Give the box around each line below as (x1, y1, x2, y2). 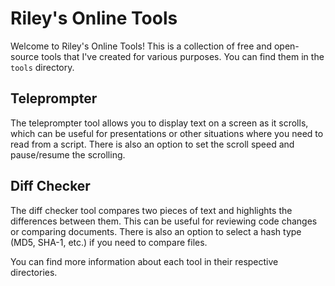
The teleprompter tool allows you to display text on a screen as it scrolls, (10, 117, 309, 129)
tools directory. (10, 61, 75, 73)
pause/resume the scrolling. (10, 148, 126, 161)
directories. (10, 266, 58, 278)
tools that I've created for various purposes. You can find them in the (41, 50, 325, 62)
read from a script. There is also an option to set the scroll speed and (10, 138, 295, 150)
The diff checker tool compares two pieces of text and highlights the (10, 204, 293, 216)
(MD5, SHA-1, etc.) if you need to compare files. (10, 236, 208, 248)
